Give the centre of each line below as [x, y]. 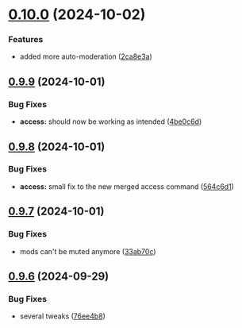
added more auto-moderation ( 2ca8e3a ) [86, 56]
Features [26, 40]
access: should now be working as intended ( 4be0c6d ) [111, 122]
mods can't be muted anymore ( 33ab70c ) [88, 251]
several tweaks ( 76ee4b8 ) [62, 316]
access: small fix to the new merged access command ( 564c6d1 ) [127, 186]
